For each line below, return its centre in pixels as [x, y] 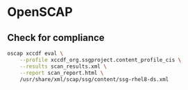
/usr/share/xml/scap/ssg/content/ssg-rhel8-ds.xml [94, 79]
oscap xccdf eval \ [35, 53]
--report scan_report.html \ [62, 73]
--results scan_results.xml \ [63, 66]
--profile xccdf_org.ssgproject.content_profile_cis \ [101, 60]
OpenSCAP [40, 12]
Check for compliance [56, 38]
